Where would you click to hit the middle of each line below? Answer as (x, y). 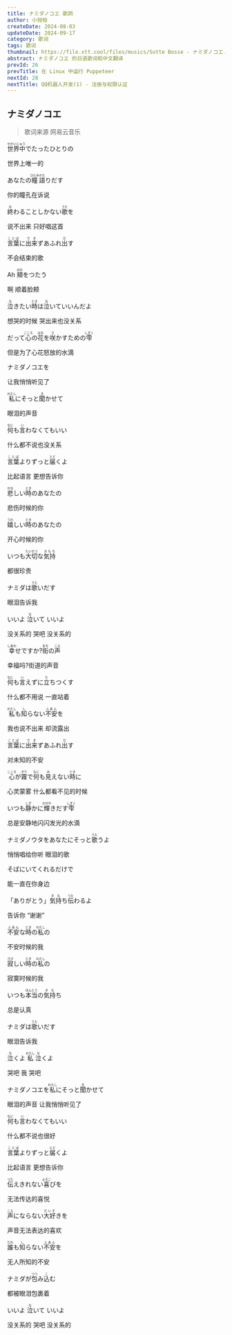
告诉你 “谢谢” (26, 915)
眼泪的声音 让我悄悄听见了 (44, 1104)
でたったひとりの (49, 148)
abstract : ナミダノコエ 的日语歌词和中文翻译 (65, 59)
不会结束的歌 (25, 258)
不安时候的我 (25, 947)
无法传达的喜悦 (28, 1199)
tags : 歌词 (22, 46)
